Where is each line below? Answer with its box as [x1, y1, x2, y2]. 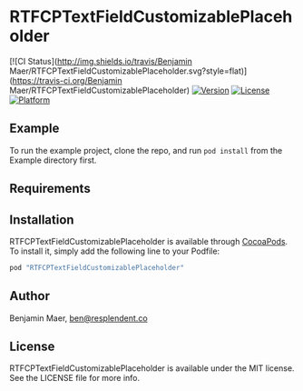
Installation [9, 212, 74, 227]
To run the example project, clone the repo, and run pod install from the [9, 145, 283, 155]
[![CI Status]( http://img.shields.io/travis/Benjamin [9, 55, 192, 66]
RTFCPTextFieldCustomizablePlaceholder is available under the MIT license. [9, 363, 295, 374]
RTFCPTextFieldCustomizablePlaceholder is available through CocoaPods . [9, 236, 288, 246]
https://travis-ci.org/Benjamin [12, 75, 122, 85]
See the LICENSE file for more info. [9, 373, 141, 384]
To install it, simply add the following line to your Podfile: [9, 246, 220, 256]
